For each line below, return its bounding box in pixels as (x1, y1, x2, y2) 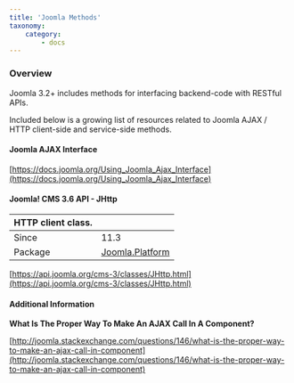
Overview (9, 68, 53, 80)
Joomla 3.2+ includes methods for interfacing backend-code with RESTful (9, 87, 282, 98)
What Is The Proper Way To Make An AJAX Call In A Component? (9, 318, 255, 330)
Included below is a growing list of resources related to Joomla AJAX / (9, 114, 267, 125)
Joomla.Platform (101, 246, 170, 258)
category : (25, 29, 62, 38)
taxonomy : (9, 21, 46, 30)
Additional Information (9, 298, 95, 309)
